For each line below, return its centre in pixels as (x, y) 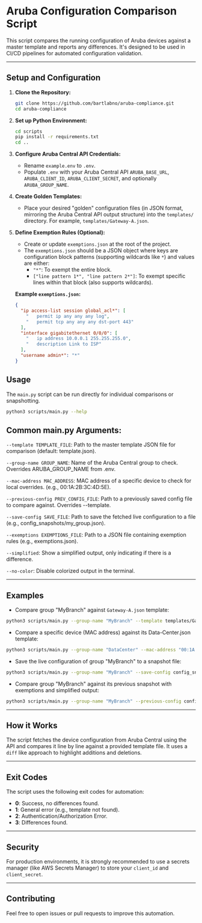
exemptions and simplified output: (57, 690)
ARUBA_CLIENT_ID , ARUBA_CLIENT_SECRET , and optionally (90, 178)
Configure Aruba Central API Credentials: (68, 154)
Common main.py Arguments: (64, 430)
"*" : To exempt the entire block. (72, 270)
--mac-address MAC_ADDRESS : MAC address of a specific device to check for (99, 481)
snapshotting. (23, 400)
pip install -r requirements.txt (57, 137)
